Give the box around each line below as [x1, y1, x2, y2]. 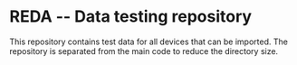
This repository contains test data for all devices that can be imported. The [9, 36, 288, 47]
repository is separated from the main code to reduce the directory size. [9, 45, 279, 56]
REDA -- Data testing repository [9, 6, 252, 27]
